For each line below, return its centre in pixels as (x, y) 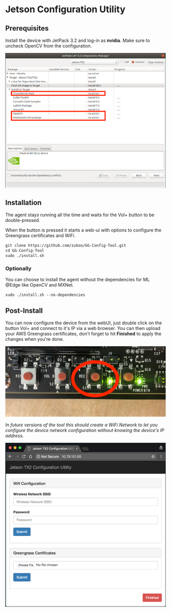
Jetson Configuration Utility (65, 9)
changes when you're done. (35, 339)
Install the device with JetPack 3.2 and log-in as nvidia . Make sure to (78, 40)
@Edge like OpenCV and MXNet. (40, 285)
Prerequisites (27, 28)
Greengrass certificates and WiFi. (40, 235)
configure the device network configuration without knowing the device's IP (85, 430)
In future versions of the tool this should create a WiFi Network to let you (81, 425)
